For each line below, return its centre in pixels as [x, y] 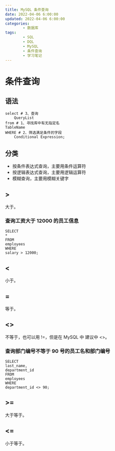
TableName [15, 128]
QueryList [24, 118]
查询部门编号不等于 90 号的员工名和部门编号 [58, 351]
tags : [11, 33]
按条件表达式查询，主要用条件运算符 [49, 166]
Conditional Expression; [39, 137]
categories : [17, 23]
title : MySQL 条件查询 [27, 10]
